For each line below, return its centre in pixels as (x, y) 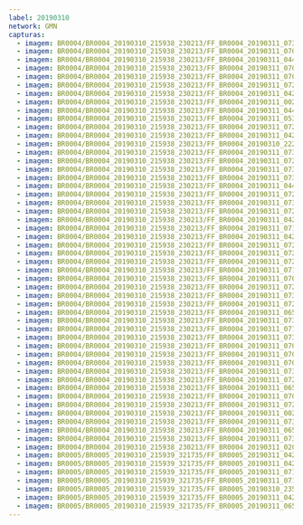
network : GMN (33, 26)
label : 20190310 (39, 18)
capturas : (27, 34)
